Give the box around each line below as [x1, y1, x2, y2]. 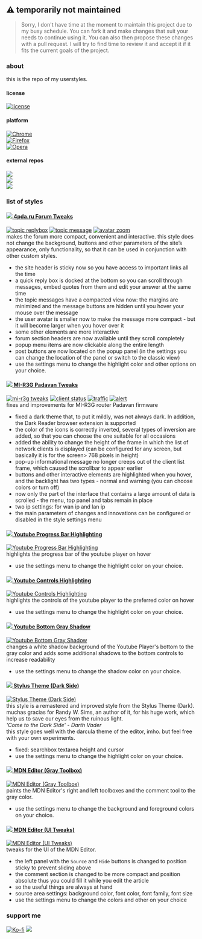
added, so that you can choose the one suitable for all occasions [14, 432, 176, 440]
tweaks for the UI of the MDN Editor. [6, 846, 96, 853]
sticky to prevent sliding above [14, 864, 92, 871]
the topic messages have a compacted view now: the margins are [14, 296, 178, 303]
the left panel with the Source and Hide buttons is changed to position [14, 858, 187, 865]
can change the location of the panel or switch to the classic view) [14, 354, 180, 361]
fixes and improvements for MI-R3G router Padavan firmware [6, 401, 159, 409]
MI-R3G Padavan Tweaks [13, 381, 78, 389]
